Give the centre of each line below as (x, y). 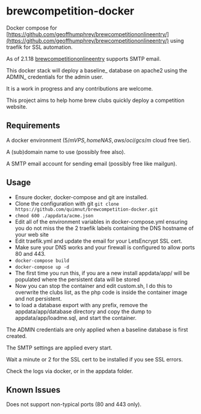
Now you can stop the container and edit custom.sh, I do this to (94, 285)
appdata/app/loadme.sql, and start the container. (76, 317)
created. (17, 336)
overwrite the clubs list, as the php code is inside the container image (101, 292)
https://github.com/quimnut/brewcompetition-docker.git (86, 209)
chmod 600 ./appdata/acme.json (54, 215)
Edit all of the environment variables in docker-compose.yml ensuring (101, 221)
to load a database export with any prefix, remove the (81, 305)
